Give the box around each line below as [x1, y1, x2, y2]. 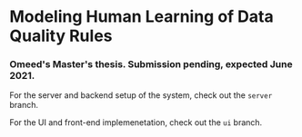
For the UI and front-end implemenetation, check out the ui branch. [9, 117, 263, 128]
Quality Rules [9, 25, 113, 46]
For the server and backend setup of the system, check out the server [9, 90, 273, 101]
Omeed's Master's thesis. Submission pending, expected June [9, 58, 293, 71]
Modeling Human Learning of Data [9, 6, 275, 27]
